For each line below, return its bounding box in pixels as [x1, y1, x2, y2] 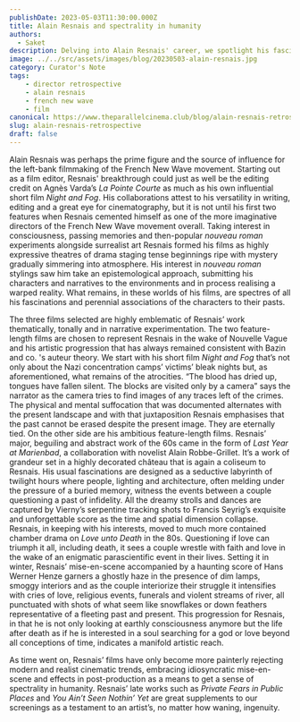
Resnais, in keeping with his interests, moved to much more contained [9, 522, 267, 533]
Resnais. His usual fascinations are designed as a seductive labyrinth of [9, 466, 273, 477]
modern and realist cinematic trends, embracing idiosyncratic [9, 664, 236, 675]
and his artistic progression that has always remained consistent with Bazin [9, 342, 287, 353]
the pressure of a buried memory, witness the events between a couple [9, 485, 272, 496]
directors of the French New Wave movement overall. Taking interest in [9, 220, 271, 231]
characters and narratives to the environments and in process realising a [9, 277, 276, 288]
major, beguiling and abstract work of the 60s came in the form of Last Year [9, 437, 288, 448]
